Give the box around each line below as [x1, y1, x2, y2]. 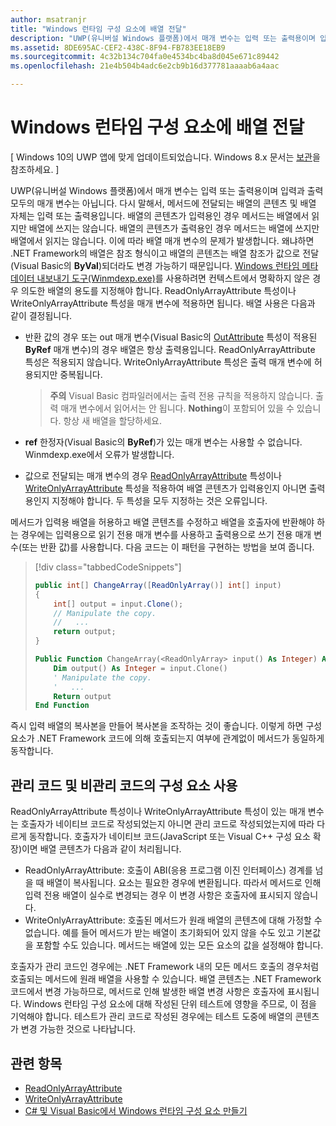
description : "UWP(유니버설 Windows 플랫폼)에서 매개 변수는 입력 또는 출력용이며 [10, 33, 316, 43]
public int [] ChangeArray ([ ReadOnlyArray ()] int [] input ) [34, 580, 282, 590]
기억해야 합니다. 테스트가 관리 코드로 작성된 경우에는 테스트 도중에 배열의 [10, 1011, 293, 1023]
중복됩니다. [59, 368, 103, 380]
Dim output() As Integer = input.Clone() [53, 663, 228, 673]
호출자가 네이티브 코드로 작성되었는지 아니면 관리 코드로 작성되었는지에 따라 [20, 818, 315, 830]
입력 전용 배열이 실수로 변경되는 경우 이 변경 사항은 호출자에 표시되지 [24, 889, 292, 901]
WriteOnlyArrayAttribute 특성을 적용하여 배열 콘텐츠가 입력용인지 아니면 [24, 482, 307, 494]
